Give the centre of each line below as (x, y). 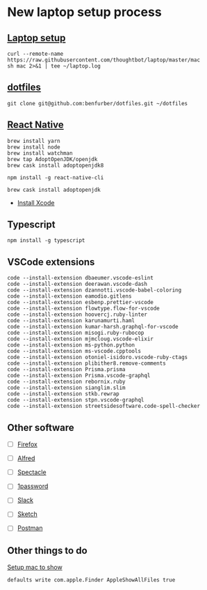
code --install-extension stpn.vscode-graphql (76, 400)
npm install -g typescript (46, 241)
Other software (41, 427)
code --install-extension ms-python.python (71, 345)
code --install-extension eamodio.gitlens (69, 296)
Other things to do (48, 551)
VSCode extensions (51, 262)
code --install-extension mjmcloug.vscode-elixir (81, 339)
